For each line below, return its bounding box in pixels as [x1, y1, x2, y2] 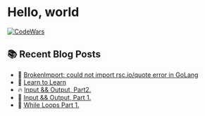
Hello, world [7, 4, 80, 20]
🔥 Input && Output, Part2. [17, 85, 92, 94]
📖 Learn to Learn [17, 78, 67, 86]
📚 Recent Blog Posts [7, 48, 101, 60]
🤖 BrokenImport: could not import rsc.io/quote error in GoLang [17, 71, 199, 79]
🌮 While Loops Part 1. [17, 101, 80, 109]
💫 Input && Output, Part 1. [17, 93, 92, 101]
